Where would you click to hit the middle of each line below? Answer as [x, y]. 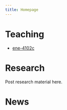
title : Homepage [22, 10]
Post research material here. [34, 82]
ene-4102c [23, 48]
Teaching [25, 34]
